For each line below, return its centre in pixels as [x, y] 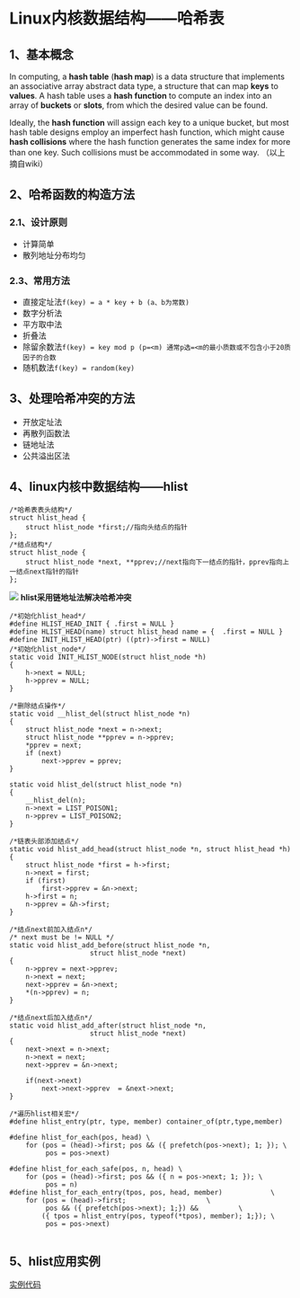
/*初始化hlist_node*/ [48, 649]
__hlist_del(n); [56, 800]
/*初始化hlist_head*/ [48, 616]
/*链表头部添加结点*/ [44, 841]
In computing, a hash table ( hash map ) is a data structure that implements [147, 76]
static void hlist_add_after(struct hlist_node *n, [108, 1026]
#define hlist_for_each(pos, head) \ [80, 1137]
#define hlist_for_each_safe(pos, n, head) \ [96, 1169]
